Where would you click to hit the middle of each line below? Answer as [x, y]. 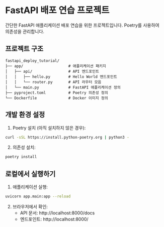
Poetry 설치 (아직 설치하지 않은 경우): [49, 128]
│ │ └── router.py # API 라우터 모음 [53, 82]
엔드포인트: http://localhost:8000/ [54, 219]
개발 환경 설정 [25, 115]
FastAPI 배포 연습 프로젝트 [57, 10]
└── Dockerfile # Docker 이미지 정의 [57, 98]
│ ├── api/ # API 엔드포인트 [52, 71]
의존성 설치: [24, 147]
